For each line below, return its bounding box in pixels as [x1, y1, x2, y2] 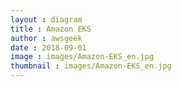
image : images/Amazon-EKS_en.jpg [10, 52, 155, 62]
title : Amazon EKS [10, 24, 92, 34]
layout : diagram [10, 14, 83, 25]
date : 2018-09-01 [10, 42, 87, 53]
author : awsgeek [10, 33, 83, 43]
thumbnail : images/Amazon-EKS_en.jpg [10, 61, 172, 71]
